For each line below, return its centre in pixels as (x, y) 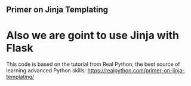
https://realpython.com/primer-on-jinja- (136, 71)
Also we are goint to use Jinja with (93, 35)
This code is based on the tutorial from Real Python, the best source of (93, 64)
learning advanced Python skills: (46, 71)
